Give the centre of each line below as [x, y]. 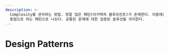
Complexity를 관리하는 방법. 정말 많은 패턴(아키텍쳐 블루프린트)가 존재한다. [80, 14]
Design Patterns [39, 44]
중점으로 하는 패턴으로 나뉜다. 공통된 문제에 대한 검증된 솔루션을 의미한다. [77, 19]
